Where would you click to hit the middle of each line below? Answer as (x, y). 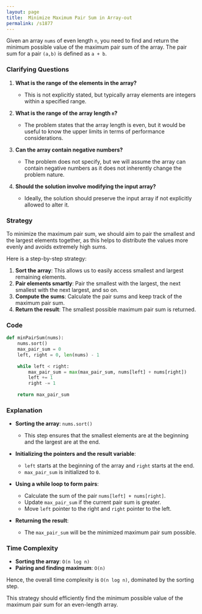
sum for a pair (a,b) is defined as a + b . (56, 54)
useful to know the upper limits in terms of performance (94, 131)
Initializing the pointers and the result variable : (75, 454)
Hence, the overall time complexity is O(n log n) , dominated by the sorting (100, 580)
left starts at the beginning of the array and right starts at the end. (109, 466)
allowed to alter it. (47, 205)
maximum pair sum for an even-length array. (62, 605)
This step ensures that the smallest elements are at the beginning (106, 436)
